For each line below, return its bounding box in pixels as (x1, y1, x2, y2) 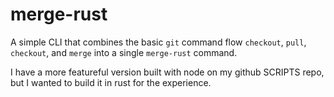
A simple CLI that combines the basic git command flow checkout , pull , (10, 36, 307, 48)
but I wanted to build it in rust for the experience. (10, 76, 212, 88)
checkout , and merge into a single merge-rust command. (10, 46, 238, 58)
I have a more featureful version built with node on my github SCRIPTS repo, (10, 66, 325, 78)
